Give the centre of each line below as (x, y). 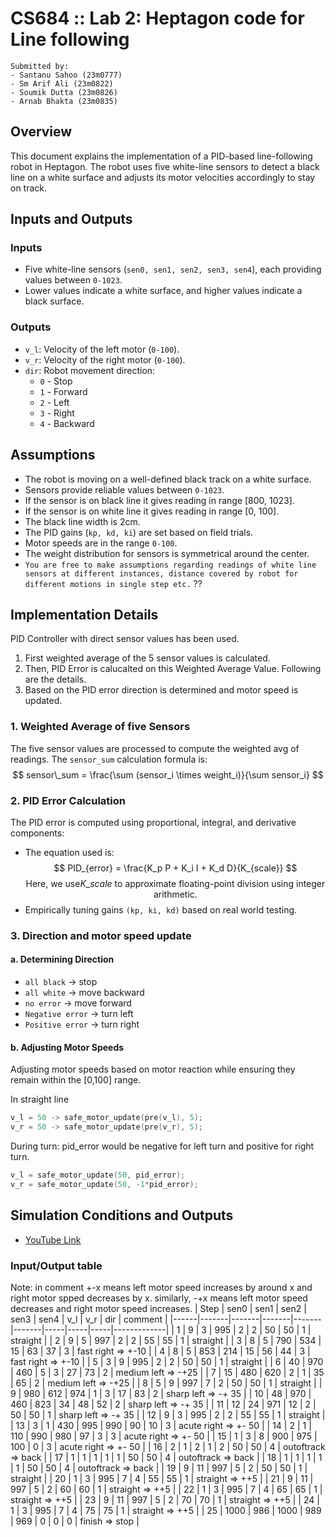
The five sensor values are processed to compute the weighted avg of (155, 748)
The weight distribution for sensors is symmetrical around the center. (167, 553)
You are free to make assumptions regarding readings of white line (170, 565)
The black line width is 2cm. (82, 521)
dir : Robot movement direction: (90, 370)
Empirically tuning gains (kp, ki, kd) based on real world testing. (161, 909)
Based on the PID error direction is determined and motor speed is (161, 690)
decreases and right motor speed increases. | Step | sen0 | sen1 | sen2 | (158, 1308)
